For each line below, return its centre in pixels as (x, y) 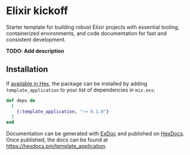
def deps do (21, 100)
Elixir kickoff (37, 11)
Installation (27, 70)
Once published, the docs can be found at (57, 140)
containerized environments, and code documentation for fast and (86, 33)
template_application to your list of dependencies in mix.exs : (81, 90)
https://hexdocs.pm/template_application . (56, 146)
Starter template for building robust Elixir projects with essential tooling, (93, 27)
